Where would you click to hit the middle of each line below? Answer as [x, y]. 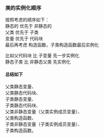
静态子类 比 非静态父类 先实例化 [38, 62]
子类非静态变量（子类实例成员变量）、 [44, 124]
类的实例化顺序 [23, 8]
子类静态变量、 [21, 99]
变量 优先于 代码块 [24, 39]
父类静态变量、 [21, 86]
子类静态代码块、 [23, 105]
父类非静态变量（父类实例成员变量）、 [44, 111]
